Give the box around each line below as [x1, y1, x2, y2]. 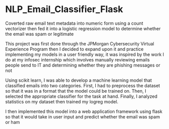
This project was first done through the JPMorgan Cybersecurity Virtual [5, 40, 154, 46]
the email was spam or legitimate [5, 31, 74, 37]
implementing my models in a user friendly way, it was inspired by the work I [5, 51, 164, 57]
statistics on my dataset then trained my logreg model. [5, 98, 119, 104]
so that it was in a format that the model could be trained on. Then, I [5, 88, 146, 94]
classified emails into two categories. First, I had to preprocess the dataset [5, 82, 160, 89]
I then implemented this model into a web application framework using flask [5, 108, 162, 114]
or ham [5, 119, 20, 125]
